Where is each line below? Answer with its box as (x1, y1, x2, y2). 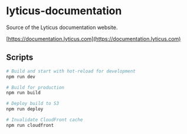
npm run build (6, 90, 41, 96)
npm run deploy (6, 106, 44, 112)
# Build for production (6, 84, 65, 90)
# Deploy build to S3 (6, 101, 60, 107)
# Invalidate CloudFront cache (6, 117, 83, 123)
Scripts (6, 52, 34, 63)
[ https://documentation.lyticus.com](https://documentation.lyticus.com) (6, 35, 181, 42)
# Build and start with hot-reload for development (6, 68, 136, 74)
